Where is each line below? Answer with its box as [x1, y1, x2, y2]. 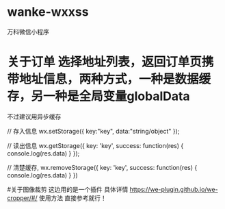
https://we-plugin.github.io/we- [129, 185, 218, 193]
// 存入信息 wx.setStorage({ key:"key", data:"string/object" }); [7, 127, 180, 135]
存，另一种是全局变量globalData [7, 88, 190, 104]
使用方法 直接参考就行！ [38, 193, 107, 202]
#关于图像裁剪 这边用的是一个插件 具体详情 [7, 185, 129, 193]
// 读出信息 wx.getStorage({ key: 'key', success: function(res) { [7, 141, 184, 149]
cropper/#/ [7, 193, 38, 202]
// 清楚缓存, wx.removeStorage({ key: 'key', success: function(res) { [7, 163, 198, 171]
